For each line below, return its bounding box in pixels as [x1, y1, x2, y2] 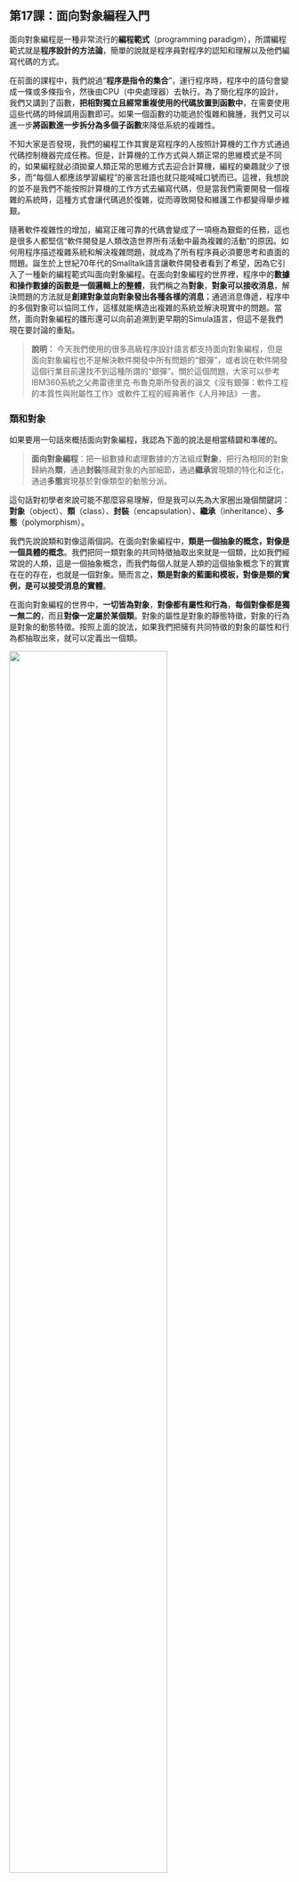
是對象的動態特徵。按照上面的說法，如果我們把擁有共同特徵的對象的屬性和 [9, 622, 282, 633]
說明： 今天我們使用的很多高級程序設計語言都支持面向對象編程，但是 [30, 343, 283, 354]
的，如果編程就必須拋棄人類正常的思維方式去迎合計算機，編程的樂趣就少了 [9, 160, 282, 171]
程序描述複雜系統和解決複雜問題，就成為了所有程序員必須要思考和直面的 [24, 246, 290, 257]
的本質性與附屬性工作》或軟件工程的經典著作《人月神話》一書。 [30, 388, 265, 398]
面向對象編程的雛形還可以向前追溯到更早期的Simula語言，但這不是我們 [24, 313, 284, 323]
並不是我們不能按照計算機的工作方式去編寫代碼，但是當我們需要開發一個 [16, 183, 282, 193]
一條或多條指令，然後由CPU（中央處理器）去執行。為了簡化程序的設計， [16, 86, 283, 96]
